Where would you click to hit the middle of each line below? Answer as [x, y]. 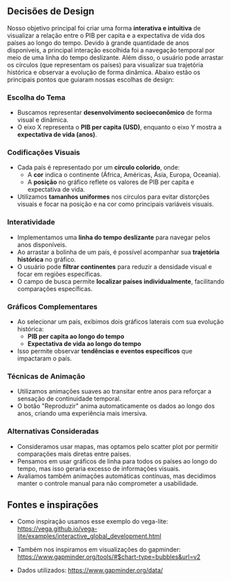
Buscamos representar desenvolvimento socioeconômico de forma [114, 113]
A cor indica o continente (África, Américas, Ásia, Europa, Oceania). [124, 175]
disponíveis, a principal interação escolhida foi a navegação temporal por [111, 50]
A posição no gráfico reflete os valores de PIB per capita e [111, 182]
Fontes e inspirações [53, 505]
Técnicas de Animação [46, 376]
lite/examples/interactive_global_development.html [89, 536]
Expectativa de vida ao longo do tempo [84, 344]
